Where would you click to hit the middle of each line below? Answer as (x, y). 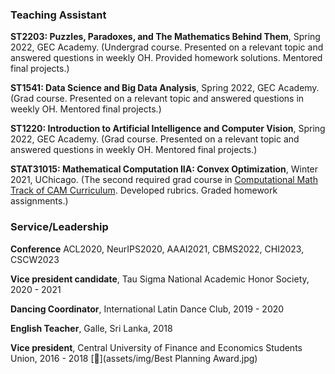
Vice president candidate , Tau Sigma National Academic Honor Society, (160, 279)
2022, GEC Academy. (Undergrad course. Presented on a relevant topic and (167, 47)
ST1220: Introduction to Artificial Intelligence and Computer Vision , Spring (168, 129)
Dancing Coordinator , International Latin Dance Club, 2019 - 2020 (147, 309)
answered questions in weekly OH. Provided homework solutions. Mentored (166, 58)
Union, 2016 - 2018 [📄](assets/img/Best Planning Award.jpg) (134, 358)
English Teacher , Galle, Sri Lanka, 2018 (91, 328)
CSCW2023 (35, 259)
